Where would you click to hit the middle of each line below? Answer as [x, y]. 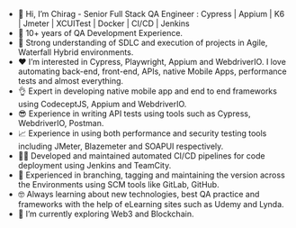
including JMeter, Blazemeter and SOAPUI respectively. [121, 146]
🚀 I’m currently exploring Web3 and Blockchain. [106, 214]
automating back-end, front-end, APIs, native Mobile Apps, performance [152, 71]
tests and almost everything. [71, 81]
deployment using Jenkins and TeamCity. [94, 165]
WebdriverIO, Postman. [61, 123]
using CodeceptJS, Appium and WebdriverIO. [102, 104]
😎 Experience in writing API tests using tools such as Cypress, [134, 114]
